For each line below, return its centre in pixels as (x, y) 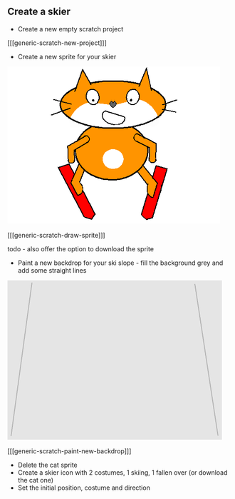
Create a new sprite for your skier (67, 56)
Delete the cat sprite (47, 465)
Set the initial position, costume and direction (84, 488)
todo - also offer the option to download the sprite (81, 248)
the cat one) (36, 480)
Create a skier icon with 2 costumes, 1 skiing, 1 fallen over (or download (122, 472)
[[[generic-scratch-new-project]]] (57, 43)
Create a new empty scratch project (70, 29)
